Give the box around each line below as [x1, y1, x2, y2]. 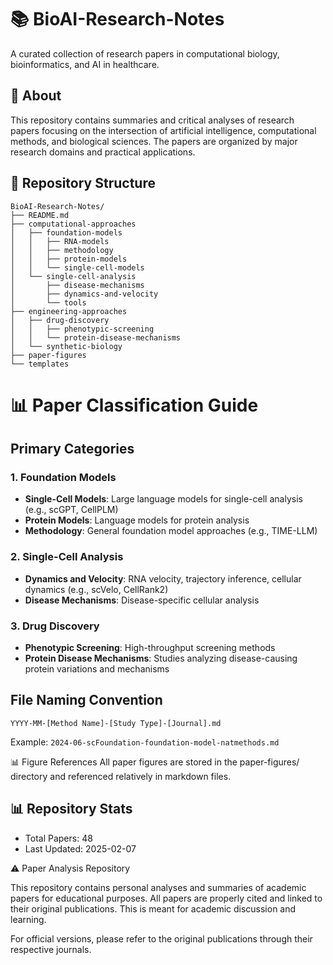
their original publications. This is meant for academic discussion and [10, 902, 297, 915]
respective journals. [10, 943, 92, 955]
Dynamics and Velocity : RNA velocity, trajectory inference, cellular [24, 572, 302, 585]
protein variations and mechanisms [24, 663, 170, 675]
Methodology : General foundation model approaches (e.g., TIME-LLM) [24, 525, 318, 537]
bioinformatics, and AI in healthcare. [10, 58, 160, 70]
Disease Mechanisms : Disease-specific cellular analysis [24, 594, 260, 606]
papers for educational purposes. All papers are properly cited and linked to [10, 892, 323, 904]
